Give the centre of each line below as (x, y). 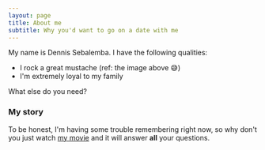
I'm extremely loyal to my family (72, 77)
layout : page (30, 15)
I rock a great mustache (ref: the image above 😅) (100, 68)
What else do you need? (47, 92)
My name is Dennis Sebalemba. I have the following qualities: (108, 53)
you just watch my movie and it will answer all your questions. (109, 137)
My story (26, 112)
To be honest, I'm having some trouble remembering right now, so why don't (132, 129)
